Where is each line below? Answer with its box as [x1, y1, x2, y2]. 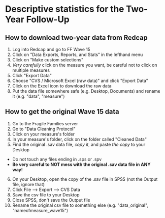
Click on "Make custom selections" [12, 57, 84, 62]
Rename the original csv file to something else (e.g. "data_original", [12, 202, 149, 208]
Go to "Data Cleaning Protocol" [12, 126, 76, 132]
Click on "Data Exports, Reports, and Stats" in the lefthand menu [12, 52, 143, 57]
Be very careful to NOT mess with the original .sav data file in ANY [12, 161, 151, 167]
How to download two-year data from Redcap [5, 33, 148, 42]
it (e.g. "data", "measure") [12, 93, 65, 99]
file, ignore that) [12, 181, 45, 187]
